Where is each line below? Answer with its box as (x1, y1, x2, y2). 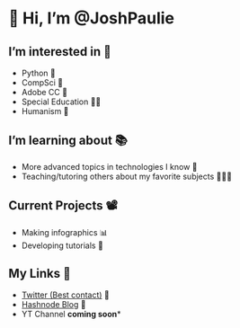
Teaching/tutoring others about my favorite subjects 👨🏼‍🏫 (21, 171, 233, 182)
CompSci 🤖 (21, 77, 64, 88)
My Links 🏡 (8, 266, 71, 281)
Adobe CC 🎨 (21, 87, 68, 97)
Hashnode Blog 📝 (21, 299, 86, 310)
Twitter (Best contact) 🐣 (21, 289, 110, 300)
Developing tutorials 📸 (21, 240, 104, 251)
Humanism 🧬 (21, 106, 69, 116)
